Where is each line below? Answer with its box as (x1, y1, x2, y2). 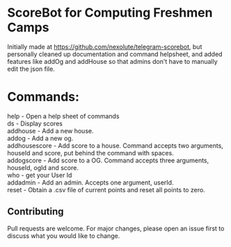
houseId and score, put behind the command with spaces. (7, 148, 174, 157)
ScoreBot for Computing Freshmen (7, 5, 213, 21)
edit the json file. (7, 65, 56, 73)
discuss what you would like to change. (7, 231, 120, 240)
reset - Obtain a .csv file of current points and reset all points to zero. (7, 185, 205, 194)
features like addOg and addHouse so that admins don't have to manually (7, 57, 218, 65)
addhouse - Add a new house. (7, 126, 94, 135)
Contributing (7, 206, 64, 218)
